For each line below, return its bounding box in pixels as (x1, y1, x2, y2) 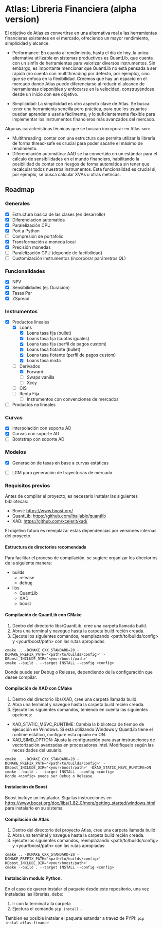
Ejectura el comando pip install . (12, 906, 83, 912)
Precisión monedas (12, 244, 51, 250)
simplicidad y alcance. (5, 40, 50, 46)
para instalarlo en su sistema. (5, 805, 64, 811)
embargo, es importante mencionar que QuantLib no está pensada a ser (12, 65, 157, 71)
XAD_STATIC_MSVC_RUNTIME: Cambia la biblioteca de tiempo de (12, 721, 145, 727)
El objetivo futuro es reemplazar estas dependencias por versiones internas (5, 528, 157, 534)
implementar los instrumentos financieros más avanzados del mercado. (12, 116, 156, 122)
